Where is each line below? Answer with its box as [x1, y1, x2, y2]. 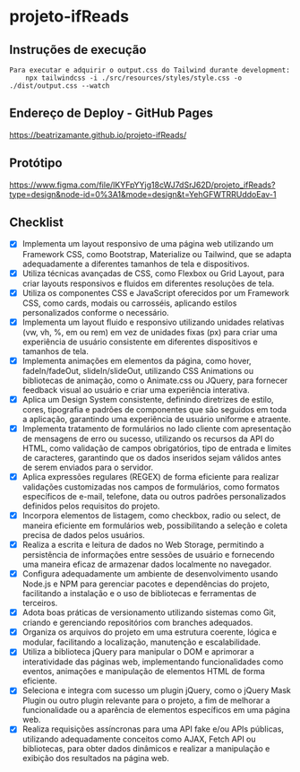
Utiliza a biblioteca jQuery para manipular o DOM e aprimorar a [21, 646, 255, 657]
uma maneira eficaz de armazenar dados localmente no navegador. [21, 559, 272, 570]
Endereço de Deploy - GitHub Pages [9, 106, 213, 121]
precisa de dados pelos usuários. [21, 530, 145, 540]
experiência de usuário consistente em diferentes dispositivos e [21, 336, 258, 347]
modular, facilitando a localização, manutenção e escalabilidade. [21, 637, 261, 647]
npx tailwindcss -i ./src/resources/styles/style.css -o [25, 74, 243, 82]
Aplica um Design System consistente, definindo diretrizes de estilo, [21, 394, 275, 404]
